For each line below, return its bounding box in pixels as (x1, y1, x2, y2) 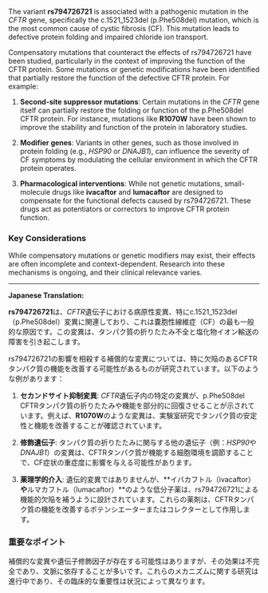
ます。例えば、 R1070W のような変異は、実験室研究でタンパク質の (26, 411, 243, 421)
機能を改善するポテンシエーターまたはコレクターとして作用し (41, 504, 243, 514)
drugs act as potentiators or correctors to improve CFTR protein (19, 204, 230, 214)
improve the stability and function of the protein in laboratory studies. (19, 123, 248, 132)
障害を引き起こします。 (8, 337, 85, 346)
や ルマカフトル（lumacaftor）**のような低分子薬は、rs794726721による (19, 484, 259, 494)
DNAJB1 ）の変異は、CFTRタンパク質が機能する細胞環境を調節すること (19, 448, 254, 457)
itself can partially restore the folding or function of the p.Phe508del (19, 105, 244, 115)
